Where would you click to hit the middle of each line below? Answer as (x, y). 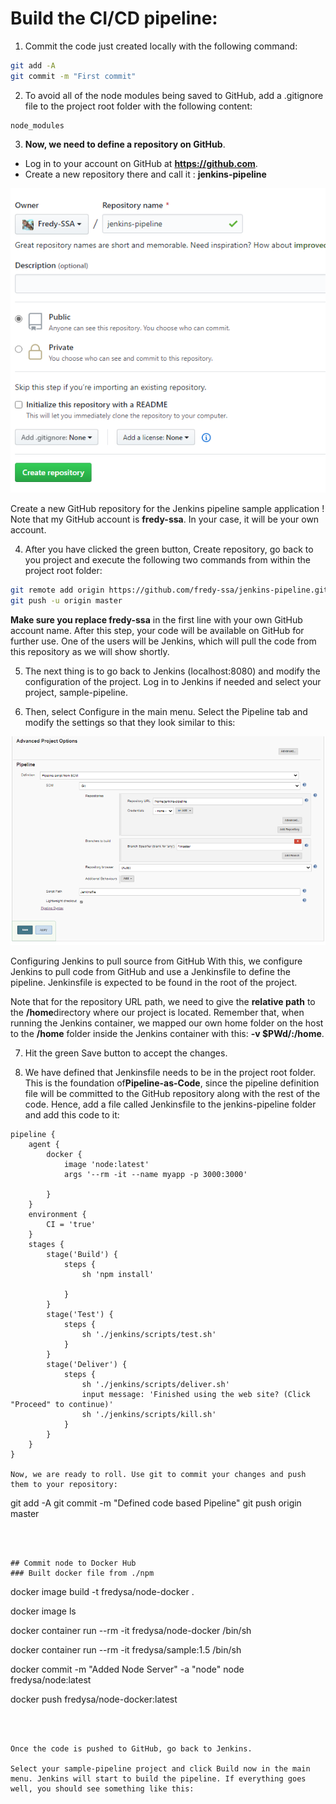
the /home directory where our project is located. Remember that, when (157, 1012)
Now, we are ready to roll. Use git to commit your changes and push (158, 1474)
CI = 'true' (71, 1224)
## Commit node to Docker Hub (73, 1563)
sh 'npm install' (118, 1274)
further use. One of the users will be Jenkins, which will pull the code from (163, 641)
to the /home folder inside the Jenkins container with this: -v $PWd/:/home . (167, 1033)
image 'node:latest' (106, 1164)
